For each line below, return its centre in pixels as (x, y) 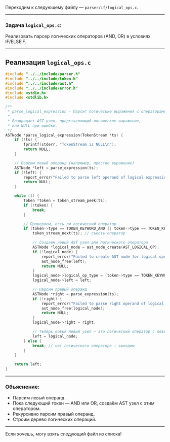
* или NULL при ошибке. (32, 126)
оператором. (27, 409)
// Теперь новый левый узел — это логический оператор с (94, 332)
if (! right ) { (47, 299)
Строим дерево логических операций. (54, 419)
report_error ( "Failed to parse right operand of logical (103, 303)
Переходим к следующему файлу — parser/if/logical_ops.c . (72, 7)
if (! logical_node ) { (55, 252)
